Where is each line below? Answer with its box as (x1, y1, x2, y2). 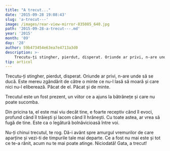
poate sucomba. (5, 99, 39, 105)
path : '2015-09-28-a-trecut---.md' (5, 26, 80, 31)
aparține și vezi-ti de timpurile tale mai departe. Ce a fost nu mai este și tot (5, 135, 161, 141)
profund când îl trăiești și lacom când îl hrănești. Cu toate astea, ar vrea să (5, 115, 160, 121)
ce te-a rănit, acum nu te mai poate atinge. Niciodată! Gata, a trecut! (5, 140, 147, 146)
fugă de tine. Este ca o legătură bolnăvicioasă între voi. (5, 120, 120, 126)
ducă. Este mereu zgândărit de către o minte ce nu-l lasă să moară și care (5, 79, 159, 85)
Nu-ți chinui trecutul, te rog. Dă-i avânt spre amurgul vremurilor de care (5, 130, 154, 136)
